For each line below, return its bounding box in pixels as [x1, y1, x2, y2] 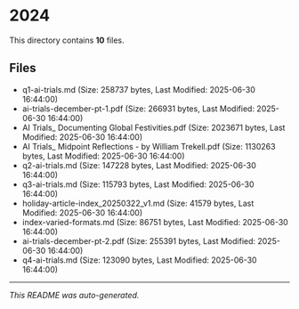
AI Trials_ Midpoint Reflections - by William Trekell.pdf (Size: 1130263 [21, 141, 276, 151]
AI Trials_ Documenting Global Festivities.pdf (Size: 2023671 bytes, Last [21, 122, 286, 133]
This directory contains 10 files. [9, 35, 125, 45]
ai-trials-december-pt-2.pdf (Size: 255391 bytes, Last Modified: [21, 235, 256, 246]
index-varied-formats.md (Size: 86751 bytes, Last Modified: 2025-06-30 [21, 216, 289, 227]
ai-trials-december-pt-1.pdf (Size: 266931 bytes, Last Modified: [21, 103, 255, 114]
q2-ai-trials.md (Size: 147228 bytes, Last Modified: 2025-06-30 [21, 159, 256, 170]
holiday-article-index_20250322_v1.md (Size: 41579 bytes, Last [21, 198, 255, 208]
